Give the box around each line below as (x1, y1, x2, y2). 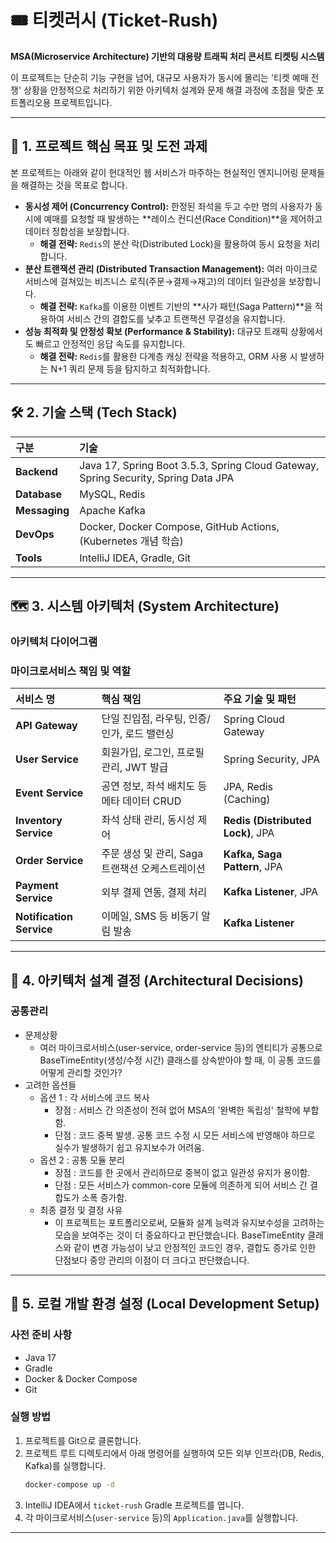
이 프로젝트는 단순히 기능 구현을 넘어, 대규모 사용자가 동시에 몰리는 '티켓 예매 (10, 71, 309, 83)
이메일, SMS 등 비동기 (101, 909, 199, 923)
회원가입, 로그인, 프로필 (101, 746, 205, 760)
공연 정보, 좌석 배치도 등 (101, 779, 208, 793)
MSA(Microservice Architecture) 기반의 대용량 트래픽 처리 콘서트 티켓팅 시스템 (10, 50, 325, 62)
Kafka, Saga (223, 847, 283, 861)
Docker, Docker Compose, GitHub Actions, (79, 519, 280, 533)
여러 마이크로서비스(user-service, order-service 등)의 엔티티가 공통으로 (39, 1041, 323, 1053)
